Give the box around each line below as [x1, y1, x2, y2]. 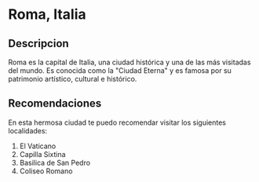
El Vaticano [19, 141, 57, 151]
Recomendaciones [8, 96, 102, 111]
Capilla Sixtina [19, 149, 66, 158]
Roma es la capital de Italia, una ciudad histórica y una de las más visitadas [8, 57, 251, 67]
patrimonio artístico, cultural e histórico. [8, 75, 137, 83]
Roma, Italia [8, 5, 86, 24]
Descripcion [8, 37, 69, 50]
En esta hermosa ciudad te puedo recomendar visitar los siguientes [8, 118, 226, 127]
